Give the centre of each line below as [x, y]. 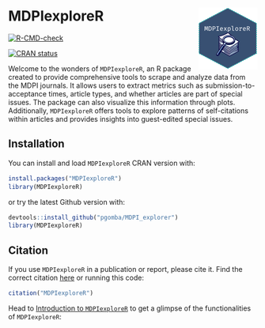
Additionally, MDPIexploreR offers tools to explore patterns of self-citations [129, 111]
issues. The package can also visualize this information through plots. [122, 102]
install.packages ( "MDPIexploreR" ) [65, 178]
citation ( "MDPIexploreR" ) [51, 293]
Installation [36, 144]
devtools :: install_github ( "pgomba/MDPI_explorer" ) [93, 217]
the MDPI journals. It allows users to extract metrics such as [106, 85]
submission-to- [230, 85]
